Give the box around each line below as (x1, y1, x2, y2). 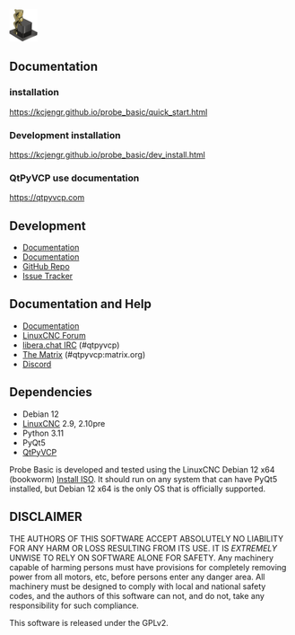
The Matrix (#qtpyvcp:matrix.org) (22, 348, 146, 359)
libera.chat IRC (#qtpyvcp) (22, 340, 120, 350)
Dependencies (9, 384, 92, 400)
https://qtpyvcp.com (9, 192, 85, 203)
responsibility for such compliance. (9, 600, 139, 611)
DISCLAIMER (9, 509, 82, 525)
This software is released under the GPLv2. (9, 617, 169, 628)
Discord (22, 358, 52, 369)
